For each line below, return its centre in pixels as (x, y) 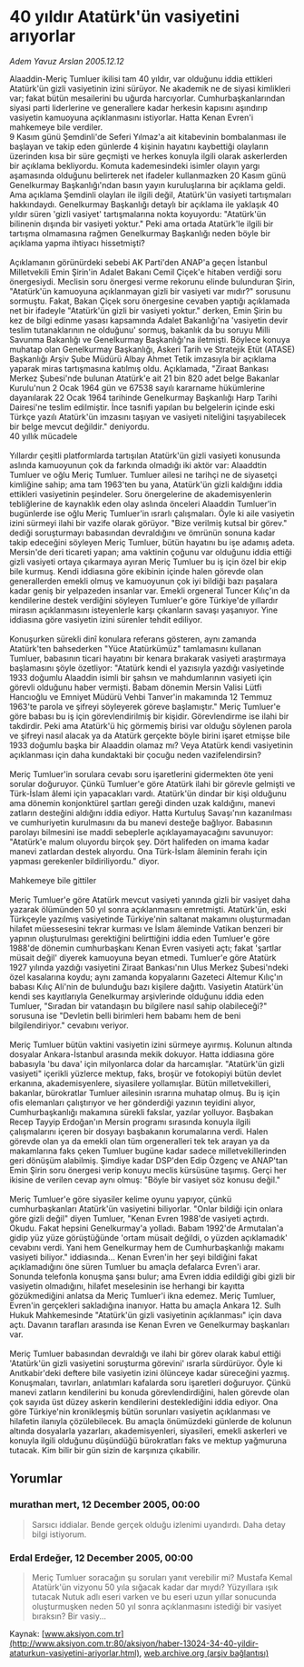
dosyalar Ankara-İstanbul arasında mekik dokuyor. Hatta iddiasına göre (142, 1054)
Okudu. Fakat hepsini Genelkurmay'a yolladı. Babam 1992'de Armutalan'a (147, 1228)
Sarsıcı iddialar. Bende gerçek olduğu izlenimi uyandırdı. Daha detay (158, 1524)
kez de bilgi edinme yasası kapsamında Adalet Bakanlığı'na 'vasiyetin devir (149, 320)
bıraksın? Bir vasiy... (69, 1616)
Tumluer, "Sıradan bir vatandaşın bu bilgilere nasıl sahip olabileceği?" (138, 1005)
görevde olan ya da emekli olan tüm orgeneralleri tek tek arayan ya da (140, 1141)
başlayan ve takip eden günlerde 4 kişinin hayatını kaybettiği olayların (139, 146)
